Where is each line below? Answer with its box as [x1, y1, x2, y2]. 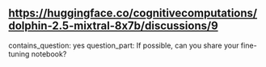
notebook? [31, 48, 67, 59]
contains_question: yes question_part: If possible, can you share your [8, 40, 239, 50]
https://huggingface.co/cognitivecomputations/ [8, 6, 257, 20]
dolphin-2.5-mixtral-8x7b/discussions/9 [8, 19, 218, 33]
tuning [8, 48, 30, 59]
